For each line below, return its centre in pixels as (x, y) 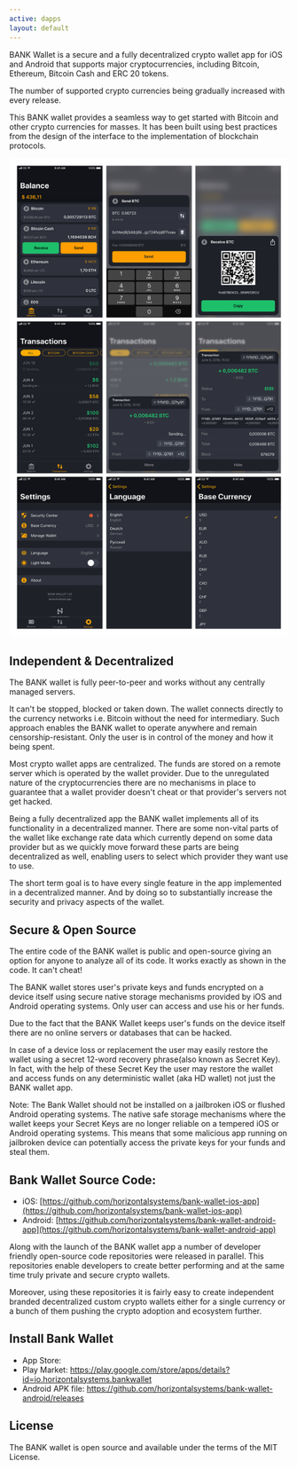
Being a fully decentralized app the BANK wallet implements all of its (134, 819)
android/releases (53, 1398)
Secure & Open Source (73, 930)
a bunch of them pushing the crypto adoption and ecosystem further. (136, 1311)
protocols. (28, 145)
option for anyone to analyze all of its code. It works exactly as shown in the (148, 961)
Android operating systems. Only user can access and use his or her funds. (147, 1006)
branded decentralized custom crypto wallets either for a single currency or (148, 1301)
